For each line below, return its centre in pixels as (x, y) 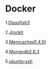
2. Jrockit (14, 32)
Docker (20, 9)
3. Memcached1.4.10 (26, 42)
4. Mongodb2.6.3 (22, 51)
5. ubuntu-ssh (19, 61)
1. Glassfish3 (17, 22)
